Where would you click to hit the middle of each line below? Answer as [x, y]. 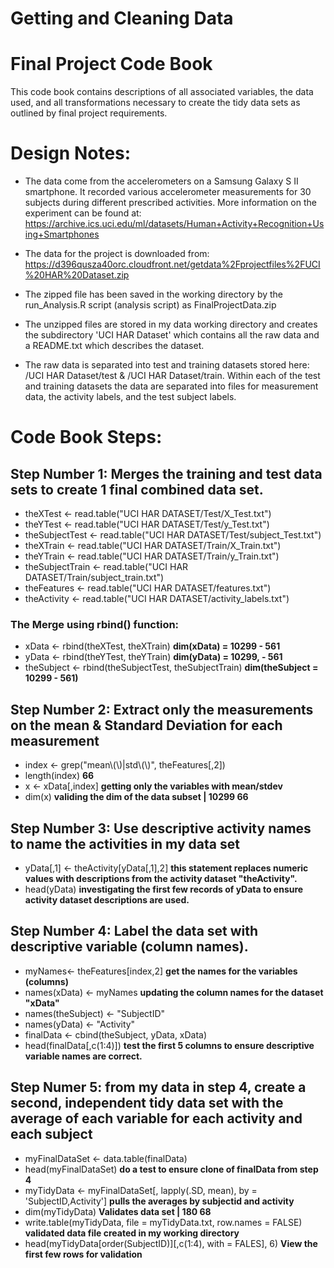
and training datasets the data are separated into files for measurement [171, 386]
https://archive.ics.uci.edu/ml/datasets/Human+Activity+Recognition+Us [174, 224]
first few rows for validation [83, 1254]
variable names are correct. [83, 1056]
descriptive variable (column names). [129, 947]
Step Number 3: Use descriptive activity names [161, 828]
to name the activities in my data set [125, 843]
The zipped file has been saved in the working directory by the [154, 294]
